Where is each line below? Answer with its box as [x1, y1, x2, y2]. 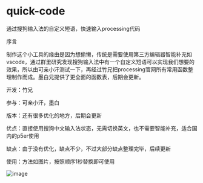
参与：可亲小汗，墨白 [6, 98, 59, 106]
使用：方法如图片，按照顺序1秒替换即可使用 [6, 158, 115, 165]
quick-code [6, 4, 65, 18]
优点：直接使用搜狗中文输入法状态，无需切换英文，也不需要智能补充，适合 [6, 124, 192, 132]
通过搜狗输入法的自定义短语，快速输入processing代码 [6, 25, 141, 32]
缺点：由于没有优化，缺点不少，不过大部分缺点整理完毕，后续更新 [6, 145, 171, 152]
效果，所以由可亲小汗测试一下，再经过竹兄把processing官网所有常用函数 [6, 65, 188, 73]
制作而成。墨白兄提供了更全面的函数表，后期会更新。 [11, 73, 144, 80]
